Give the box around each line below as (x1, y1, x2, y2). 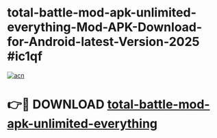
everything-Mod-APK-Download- (7, 19, 203, 35)
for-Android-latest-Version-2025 (7, 34, 200, 49)
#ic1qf (7, 49, 43, 65)
